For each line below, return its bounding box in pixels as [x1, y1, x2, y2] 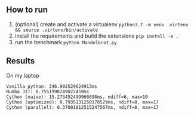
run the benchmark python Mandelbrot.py [14, 38, 118, 45]
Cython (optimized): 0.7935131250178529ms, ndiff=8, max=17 [6, 99, 159, 105]
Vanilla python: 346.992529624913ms [6, 83, 97, 89]
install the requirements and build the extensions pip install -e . [14, 32, 179, 39]
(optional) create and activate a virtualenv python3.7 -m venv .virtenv [14, 20, 189, 28]
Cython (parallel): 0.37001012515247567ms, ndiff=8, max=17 [6, 104, 159, 110]
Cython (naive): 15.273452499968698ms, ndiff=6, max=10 [6, 94, 148, 100]
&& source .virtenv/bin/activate [14, 27, 98, 33]
